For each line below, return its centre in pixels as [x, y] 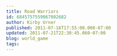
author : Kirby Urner [31, 22]
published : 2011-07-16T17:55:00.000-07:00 [58, 28]
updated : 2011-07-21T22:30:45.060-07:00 [56, 33]
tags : [13, 44]
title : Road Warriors [32, 11]
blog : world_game [27, 38]
